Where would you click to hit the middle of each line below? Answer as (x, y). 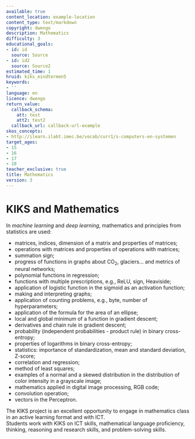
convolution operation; (41, 393)
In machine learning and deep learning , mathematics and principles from (94, 225)
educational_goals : (30, 44)
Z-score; (25, 356)
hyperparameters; (36, 306)
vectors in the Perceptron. (46, 400)
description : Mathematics (37, 33)
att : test (29, 115)
